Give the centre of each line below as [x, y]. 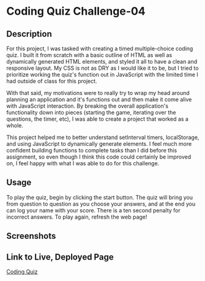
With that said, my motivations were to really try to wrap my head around [98, 93]
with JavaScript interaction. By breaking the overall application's [88, 106]
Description [29, 34]
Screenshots [31, 236]
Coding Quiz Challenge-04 [76, 11]
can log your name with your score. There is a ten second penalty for [93, 210]
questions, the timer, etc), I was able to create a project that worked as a [97, 119]
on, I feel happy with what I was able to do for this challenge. [83, 163]
